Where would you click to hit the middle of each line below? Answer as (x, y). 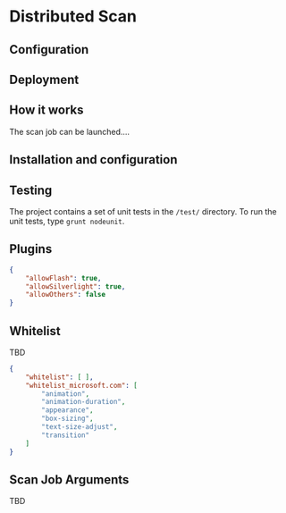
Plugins (31, 249)
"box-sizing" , (67, 419)
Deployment (44, 79)
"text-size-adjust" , (80, 427)
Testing (31, 190)
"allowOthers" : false (65, 295)
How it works (46, 110)
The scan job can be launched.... (70, 131)
